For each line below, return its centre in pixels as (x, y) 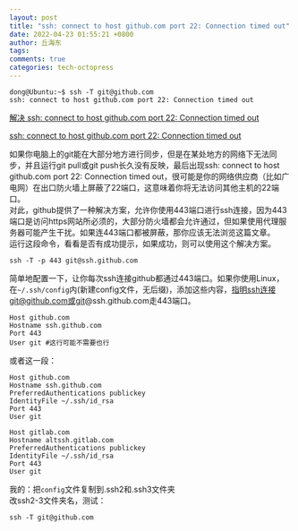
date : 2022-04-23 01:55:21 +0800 (72, 34)
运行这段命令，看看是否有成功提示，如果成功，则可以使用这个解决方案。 (142, 244)
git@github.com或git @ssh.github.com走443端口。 (102, 300)
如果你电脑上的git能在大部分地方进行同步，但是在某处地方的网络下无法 (140, 154)
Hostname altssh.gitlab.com (62, 440)
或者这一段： (33, 360)
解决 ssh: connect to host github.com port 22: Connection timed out (134, 117)
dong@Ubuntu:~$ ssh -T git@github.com (81, 92)
